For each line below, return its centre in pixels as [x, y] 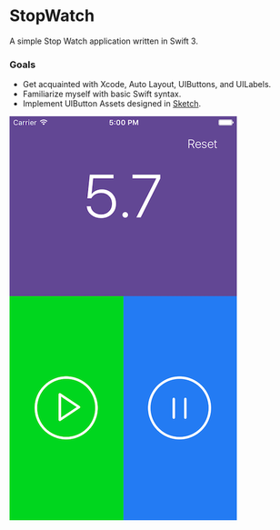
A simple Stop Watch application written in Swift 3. [104, 41]
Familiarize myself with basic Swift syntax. [102, 94]
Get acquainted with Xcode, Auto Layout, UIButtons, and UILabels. [147, 85]
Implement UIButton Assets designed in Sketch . [112, 104]
